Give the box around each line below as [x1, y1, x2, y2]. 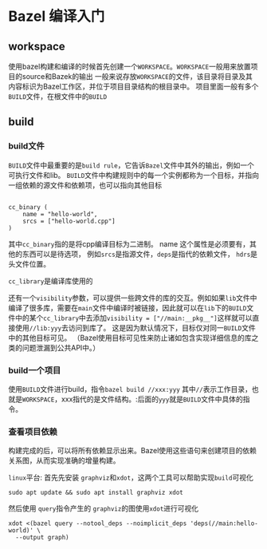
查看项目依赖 [8, 426, 58, 437]
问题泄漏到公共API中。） [22, 342, 100, 352]
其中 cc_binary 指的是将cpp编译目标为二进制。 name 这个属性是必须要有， [8, 239, 250, 248]
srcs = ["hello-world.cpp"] [22, 217, 116, 225]
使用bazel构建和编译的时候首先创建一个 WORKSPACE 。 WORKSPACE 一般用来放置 [8, 61, 251, 71]
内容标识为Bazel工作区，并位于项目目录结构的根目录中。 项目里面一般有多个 [8, 81, 259, 91]
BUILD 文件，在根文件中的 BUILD [8, 92, 108, 101]
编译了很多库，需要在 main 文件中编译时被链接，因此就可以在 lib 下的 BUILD [8, 302, 247, 312]
